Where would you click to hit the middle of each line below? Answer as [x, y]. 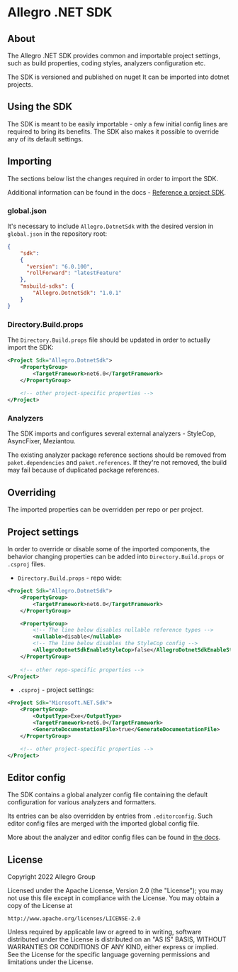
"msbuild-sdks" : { [47, 286]
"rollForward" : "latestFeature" [74, 273]
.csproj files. [27, 564]
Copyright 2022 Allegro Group [51, 877]
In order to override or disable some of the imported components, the [109, 549]
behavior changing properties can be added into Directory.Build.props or [116, 557]
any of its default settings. [45, 139]
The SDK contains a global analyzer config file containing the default [108, 795]
